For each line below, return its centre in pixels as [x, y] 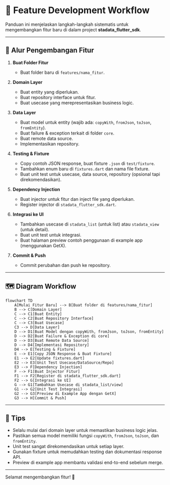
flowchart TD [19, 300]
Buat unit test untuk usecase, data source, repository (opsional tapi [90, 174]
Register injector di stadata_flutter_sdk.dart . [68, 204]
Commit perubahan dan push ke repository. [65, 265]
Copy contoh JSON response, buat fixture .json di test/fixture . [88, 163]
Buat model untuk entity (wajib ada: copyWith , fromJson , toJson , [86, 122]
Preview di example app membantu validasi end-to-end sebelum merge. [88, 463]
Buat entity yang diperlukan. [50, 92]
